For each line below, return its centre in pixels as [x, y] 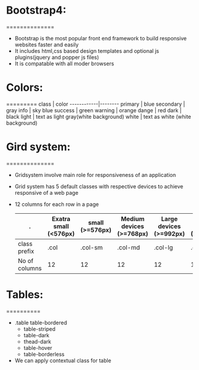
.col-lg [163, 247]
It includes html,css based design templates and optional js [87, 50]
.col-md [129, 247]
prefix [26, 251]
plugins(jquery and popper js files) [57, 57]
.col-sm [92, 247]
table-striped [39, 329]
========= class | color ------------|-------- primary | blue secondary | [96, 104]
